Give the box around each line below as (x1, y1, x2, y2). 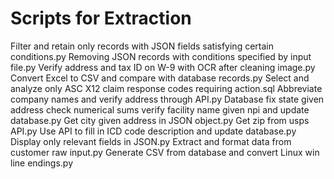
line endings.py (10, 157, 73, 169)
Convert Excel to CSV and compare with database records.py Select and (10, 72, 310, 84)
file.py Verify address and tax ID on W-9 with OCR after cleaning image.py (10, 61, 316, 73)
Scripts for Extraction (10, 7, 192, 30)
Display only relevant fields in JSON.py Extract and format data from (10, 135, 292, 147)
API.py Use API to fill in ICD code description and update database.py (10, 125, 297, 137)
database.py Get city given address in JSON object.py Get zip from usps (10, 114, 310, 126)
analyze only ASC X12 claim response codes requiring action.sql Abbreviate (10, 82, 323, 94)
